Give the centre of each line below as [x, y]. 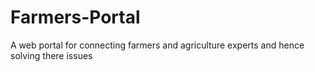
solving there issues [51, 55]
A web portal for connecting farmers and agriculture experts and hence [157, 45]
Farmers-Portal [75, 17]
